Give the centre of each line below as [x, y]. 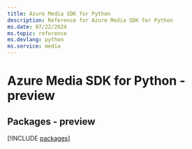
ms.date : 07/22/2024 [37, 27]
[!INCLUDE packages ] [39, 138]
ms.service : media [34, 46]
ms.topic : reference [37, 33]
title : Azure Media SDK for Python [59, 14]
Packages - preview [51, 121]
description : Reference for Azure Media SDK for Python [90, 20]
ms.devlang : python [36, 40]
